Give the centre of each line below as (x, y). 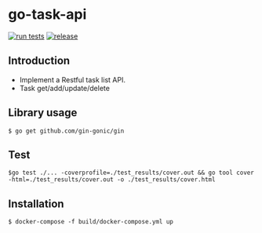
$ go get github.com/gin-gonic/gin (66, 131)
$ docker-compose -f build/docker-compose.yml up (91, 222)
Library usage (43, 113)
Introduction (39, 61)
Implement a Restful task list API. (72, 79)
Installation (36, 204)
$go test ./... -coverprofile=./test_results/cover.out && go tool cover (131, 173)
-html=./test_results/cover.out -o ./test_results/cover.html (112, 180)
